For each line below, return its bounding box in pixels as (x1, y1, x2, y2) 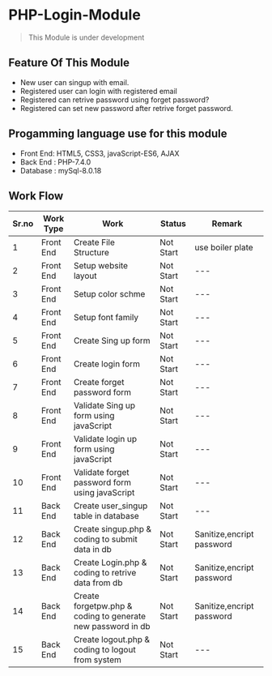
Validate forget (73, 467, 130, 478)
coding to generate (73, 610, 147, 622)
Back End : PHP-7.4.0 (19, 156, 91, 167)
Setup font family (73, 312, 139, 323)
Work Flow (8, 189, 64, 203)
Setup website (73, 260, 128, 272)
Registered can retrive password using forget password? (19, 95, 210, 105)
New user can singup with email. (19, 77, 130, 87)
